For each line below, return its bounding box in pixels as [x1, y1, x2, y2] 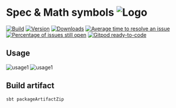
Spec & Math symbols [6, 6, 114, 19]
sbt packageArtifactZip [6, 96, 65, 102]
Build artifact [6, 81, 55, 90]
